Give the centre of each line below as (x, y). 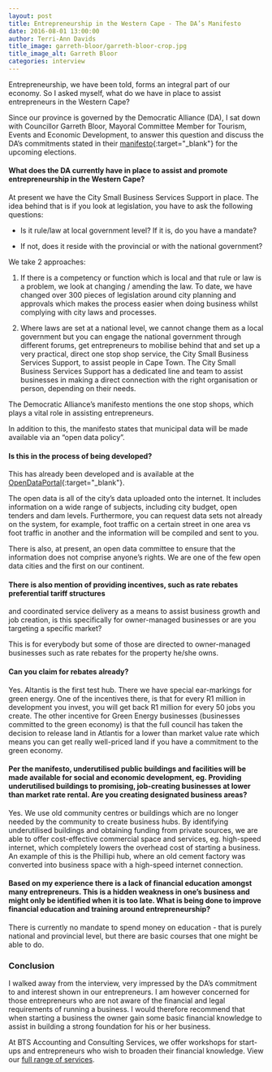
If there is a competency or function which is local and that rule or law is (141, 278)
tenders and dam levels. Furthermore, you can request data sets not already (136, 516)
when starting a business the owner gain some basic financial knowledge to (135, 1018)
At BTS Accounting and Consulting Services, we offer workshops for (123, 1043)
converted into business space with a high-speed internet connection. (126, 865)
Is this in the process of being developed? (80, 455)
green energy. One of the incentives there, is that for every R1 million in (127, 698)
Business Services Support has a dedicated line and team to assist (132, 372)
